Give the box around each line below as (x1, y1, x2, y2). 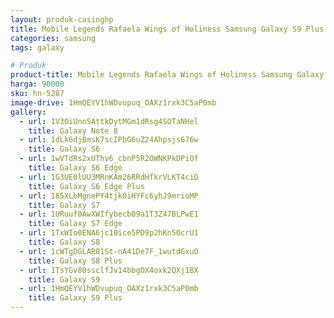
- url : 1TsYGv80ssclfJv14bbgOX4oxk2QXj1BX (19, 265, 199, 275)
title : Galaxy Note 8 (28, 126, 118, 136)
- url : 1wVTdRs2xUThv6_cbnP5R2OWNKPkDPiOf (19, 154, 199, 164)
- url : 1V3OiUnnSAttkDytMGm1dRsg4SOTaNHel (19, 116, 199, 126)
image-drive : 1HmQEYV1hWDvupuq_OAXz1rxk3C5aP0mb (10, 97, 217, 108)
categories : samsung (10, 33, 97, 43)
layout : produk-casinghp (10, 14, 114, 25)
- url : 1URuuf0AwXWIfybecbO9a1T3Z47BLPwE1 (19, 209, 199, 220)
